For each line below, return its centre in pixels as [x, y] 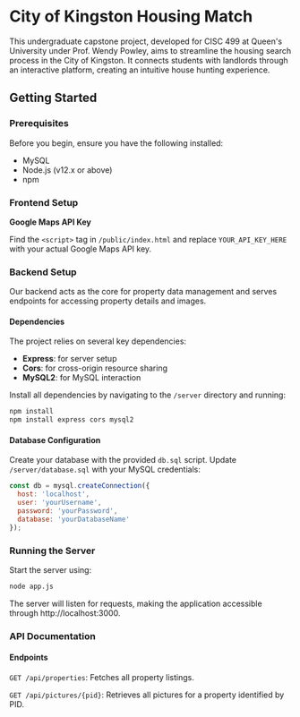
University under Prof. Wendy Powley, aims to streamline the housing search [150, 50]
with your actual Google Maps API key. [81, 249]
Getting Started [53, 98]
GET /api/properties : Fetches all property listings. [102, 677]
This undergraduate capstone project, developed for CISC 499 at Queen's [146, 41]
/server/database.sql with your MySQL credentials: [105, 469]
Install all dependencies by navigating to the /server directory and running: [148, 395]
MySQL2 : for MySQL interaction [81, 378]
